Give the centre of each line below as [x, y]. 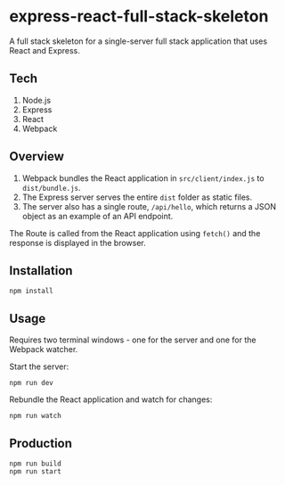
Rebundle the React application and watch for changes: [111, 399]
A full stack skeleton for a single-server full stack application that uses [138, 41]
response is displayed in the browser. [78, 242]
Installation [41, 271]
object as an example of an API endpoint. [98, 216]
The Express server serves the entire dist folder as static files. [137, 197]
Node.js [37, 100]
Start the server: [39, 366]
